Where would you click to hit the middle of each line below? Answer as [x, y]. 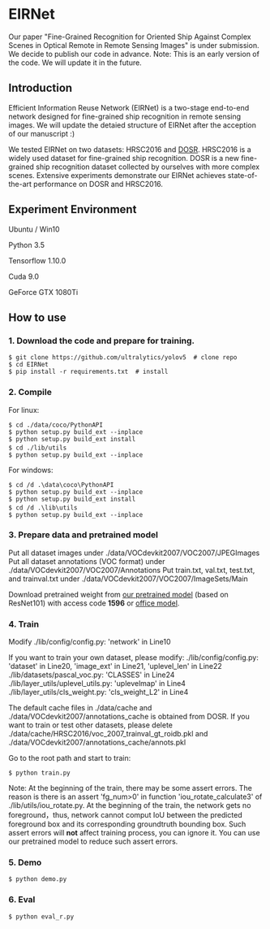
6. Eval [22, 900]
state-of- [242, 175]
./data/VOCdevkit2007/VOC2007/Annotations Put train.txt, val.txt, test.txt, [132, 570]
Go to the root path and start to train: [70, 758]
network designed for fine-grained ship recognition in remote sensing [125, 116]
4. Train [24, 624]
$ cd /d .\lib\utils [43, 508]
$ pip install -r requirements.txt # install [88, 372]
